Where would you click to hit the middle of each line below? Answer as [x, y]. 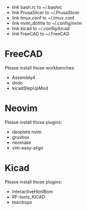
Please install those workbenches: [40, 67]
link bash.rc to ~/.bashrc [37, 7]
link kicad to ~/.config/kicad [41, 28]
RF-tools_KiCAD [28, 196]
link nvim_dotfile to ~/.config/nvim [47, 23]
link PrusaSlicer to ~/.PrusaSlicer [45, 12]
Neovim [21, 108]
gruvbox [20, 137]
